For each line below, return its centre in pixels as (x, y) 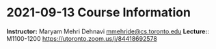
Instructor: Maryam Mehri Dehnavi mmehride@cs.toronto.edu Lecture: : (108, 31)
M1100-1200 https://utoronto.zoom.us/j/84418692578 (82, 38)
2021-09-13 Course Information (98, 13)
